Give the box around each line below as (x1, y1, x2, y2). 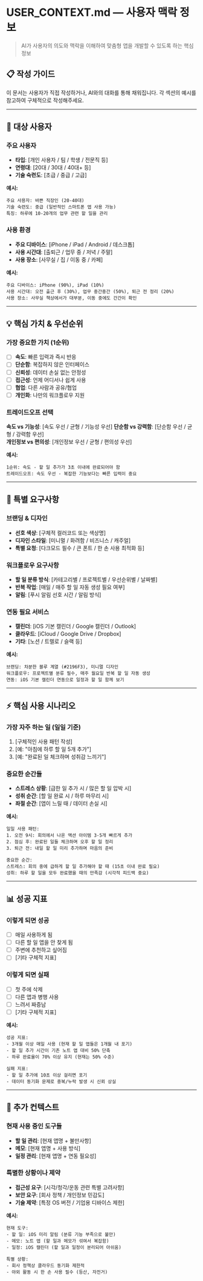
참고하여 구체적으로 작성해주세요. (6, 97, 85, 104)
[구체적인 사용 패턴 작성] (14, 738, 72, 746)
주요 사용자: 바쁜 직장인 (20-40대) (6, 198, 85, 204)
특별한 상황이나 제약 (6, 1169, 61, 1177)
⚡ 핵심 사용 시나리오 (6, 701, 76, 711)
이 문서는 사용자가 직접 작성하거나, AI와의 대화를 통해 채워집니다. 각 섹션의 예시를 (6, 89, 196, 96)
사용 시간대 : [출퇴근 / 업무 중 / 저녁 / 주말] (14, 248, 113, 256)
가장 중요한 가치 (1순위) (6, 338, 69, 347)
